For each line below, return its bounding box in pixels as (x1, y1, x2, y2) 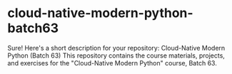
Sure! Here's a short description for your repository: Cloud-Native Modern (7, 43, 226, 52)
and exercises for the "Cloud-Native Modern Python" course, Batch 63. (7, 58, 218, 67)
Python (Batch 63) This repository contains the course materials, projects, (7, 51, 225, 60)
